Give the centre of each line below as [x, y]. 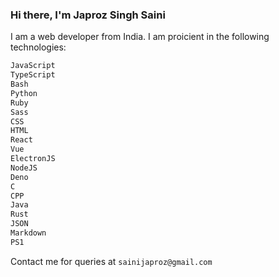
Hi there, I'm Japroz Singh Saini [88, 15]
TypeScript [33, 75]
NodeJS [24, 168]
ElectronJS [33, 159]
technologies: [38, 47]
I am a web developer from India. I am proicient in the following [140, 37]
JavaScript [33, 66]
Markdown [28, 233]
